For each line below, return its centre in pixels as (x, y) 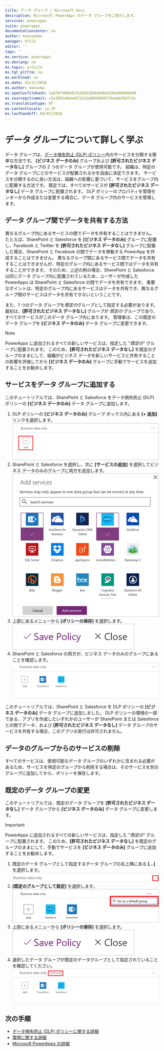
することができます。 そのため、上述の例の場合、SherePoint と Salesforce (80, 270)
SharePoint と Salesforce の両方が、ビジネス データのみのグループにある (85, 654)
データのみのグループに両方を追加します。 (64, 470)
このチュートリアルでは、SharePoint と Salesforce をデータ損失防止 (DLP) (80, 397)
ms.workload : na (21, 78)
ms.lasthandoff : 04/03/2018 (34, 114)
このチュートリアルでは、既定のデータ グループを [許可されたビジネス (75, 803)
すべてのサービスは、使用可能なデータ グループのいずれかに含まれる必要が (80, 761)
